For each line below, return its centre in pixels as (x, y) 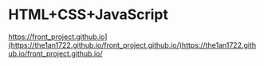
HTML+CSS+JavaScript (89, 15)
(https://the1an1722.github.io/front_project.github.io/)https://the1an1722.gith (132, 45)
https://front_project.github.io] (58, 37)
